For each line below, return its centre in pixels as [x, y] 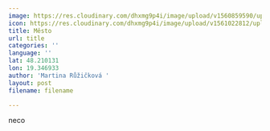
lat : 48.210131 [34, 61]
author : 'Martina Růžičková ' [59, 76]
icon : [17, 23]
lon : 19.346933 [34, 68]
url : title [27, 38]
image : [19, 16]
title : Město [30, 31]
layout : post [30, 83]
